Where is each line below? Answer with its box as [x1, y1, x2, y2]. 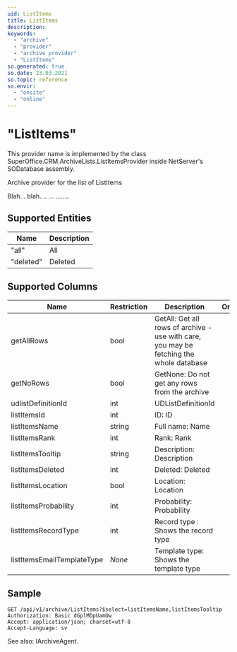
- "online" [13, 96, 46, 103]
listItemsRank [11, 432, 56, 442]
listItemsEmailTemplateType [11, 555, 104, 564]
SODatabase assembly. [7, 164, 75, 173]
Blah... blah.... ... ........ [7, 191, 71, 200]
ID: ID [154, 410, 173, 420]
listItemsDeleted [11, 464, 65, 474]
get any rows [154, 378, 197, 388]
